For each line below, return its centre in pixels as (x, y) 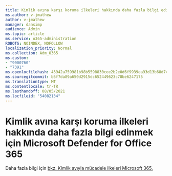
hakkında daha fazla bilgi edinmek (79, 132)
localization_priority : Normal (39, 48)
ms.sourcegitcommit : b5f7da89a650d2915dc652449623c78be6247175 (74, 77)
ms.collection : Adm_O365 (32, 53)
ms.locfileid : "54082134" (33, 96)
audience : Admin (23, 29)
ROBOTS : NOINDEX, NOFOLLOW (34, 44)
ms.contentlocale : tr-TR (32, 86)
